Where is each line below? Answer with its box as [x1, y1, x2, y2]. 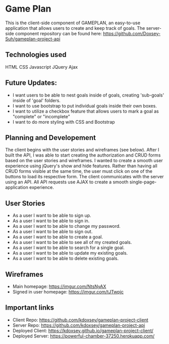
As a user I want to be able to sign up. [12, 213, 92, 219]
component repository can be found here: [15, 30, 102, 36]
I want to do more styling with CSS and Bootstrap [12, 119, 115, 125]
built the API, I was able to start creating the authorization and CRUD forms [5, 152, 161, 158]
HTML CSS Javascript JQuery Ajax [5, 64, 78, 70]
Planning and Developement [5, 133, 96, 142]
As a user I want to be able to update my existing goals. [12, 250, 128, 256]
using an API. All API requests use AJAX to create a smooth [5, 179, 129, 185]
